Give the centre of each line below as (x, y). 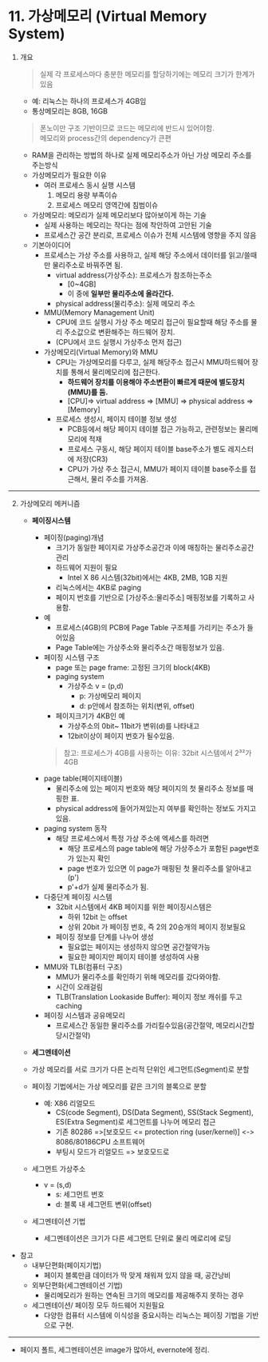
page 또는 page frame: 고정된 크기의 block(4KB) (133, 667)
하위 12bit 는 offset (97, 917)
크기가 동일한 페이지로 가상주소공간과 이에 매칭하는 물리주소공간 (155, 547)
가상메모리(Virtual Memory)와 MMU (100, 352)
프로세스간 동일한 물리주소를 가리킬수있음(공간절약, (135, 1025)
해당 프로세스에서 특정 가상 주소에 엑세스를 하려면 (132, 838)
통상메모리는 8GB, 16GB (70, 111)
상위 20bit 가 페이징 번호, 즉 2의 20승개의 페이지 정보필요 (156, 927)
